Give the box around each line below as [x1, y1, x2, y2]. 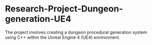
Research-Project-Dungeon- [5, 3, 123, 14]
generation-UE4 [5, 13, 71, 24]
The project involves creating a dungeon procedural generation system [5, 29, 147, 35]
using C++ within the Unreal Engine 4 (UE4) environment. [5, 34, 120, 40]
